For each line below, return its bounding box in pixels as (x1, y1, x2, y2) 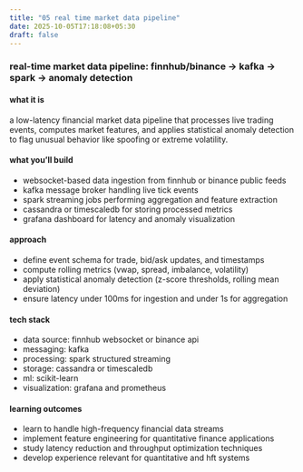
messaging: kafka (22, 344, 89, 355)
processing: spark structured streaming (22, 354, 171, 365)
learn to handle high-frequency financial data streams (22, 424, 224, 435)
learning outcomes (9, 403, 83, 414)
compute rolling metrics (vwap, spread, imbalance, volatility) (22, 264, 249, 275)
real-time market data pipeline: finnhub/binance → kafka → (9, 60, 276, 73)
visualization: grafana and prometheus (22, 383, 166, 394)
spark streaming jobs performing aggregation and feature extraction (22, 194, 279, 205)
